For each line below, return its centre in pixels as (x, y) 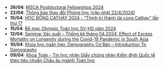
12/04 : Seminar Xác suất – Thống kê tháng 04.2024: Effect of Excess (81, 34)
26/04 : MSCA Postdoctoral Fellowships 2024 (57, 7)
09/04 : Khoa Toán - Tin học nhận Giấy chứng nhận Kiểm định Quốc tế (82, 55)
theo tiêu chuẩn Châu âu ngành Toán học (52, 60)
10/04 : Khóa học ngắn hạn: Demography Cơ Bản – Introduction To (78, 44)
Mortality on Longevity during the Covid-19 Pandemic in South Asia (79, 39)
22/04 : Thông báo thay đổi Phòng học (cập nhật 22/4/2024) (72, 12)
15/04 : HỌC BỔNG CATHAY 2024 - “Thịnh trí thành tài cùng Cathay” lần (84, 18)
